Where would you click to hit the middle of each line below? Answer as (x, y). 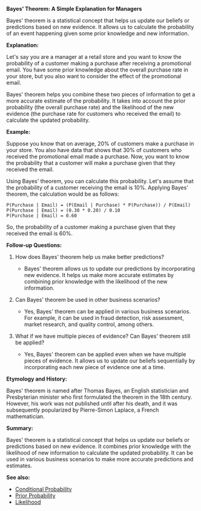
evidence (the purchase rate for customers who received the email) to (94, 114)
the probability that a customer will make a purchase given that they (91, 163)
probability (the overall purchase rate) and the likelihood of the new (90, 107)
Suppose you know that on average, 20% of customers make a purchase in (100, 144)
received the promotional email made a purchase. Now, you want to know (98, 156)
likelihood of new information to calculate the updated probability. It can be (100, 453)
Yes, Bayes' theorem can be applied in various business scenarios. (107, 311)
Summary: (20, 428)
